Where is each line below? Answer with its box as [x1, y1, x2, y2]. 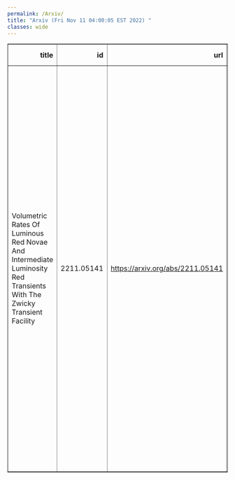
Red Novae [11, 238, 48, 247]
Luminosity [11, 263, 48, 273]
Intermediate [11, 255, 54, 265]
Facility [11, 316, 36, 326]
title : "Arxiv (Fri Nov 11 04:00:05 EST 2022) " [7, 17, 152, 24]
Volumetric [11, 211, 48, 221]
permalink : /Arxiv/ [7, 10, 64, 18]
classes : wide [7, 23, 49, 30]
